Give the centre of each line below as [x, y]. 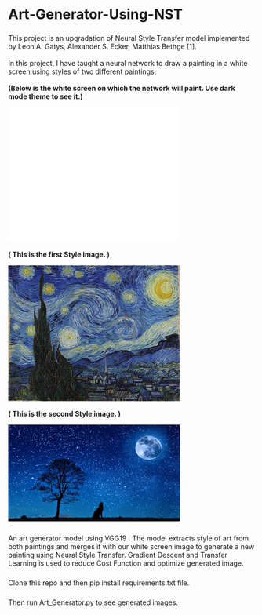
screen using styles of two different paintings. [82, 71]
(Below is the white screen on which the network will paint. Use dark [122, 89]
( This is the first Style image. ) [59, 254]
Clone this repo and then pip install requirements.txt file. [99, 583]
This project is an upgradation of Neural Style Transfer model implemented [129, 38]
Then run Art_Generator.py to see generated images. [93, 602]
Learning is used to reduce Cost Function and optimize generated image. [126, 563]
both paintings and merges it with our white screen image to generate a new [131, 546]
